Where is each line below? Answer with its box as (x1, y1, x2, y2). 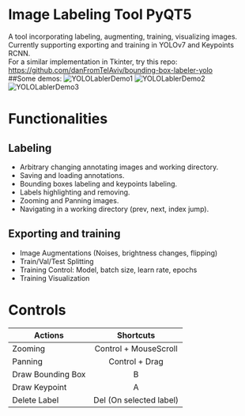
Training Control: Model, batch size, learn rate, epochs (19, 265, 198, 274)
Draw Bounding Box (12, 369, 86, 380)
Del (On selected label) (93, 394, 179, 405)
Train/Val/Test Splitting (19, 256, 94, 266)
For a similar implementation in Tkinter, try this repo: (8, 57, 178, 66)
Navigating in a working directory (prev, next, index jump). (19, 204, 209, 214)
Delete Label (12, 394, 59, 405)
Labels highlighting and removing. (19, 187, 130, 197)
